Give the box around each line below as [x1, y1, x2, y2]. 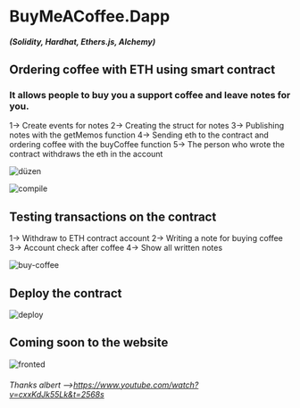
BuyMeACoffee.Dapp [9, 6, 171, 27]
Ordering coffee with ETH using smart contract [9, 62, 276, 78]
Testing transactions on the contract [9, 209, 217, 224]
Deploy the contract [9, 286, 122, 301]
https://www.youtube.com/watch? [72, 379, 199, 390]
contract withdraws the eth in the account [9, 149, 163, 160]
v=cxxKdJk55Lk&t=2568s [9, 388, 104, 399]
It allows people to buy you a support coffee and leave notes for [9, 89, 291, 102]
